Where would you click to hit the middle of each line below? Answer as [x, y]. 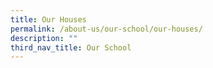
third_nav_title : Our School [71, 47]
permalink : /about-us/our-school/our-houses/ [106, 29]
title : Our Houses [48, 19]
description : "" [44, 38]
